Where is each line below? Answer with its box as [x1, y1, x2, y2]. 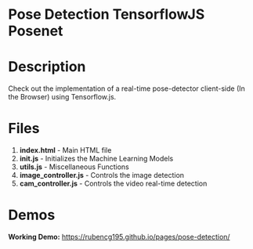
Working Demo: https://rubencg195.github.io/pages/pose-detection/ [8, 233, 230, 241]
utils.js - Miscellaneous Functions [19, 162, 129, 171]
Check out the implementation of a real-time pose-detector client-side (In [8, 84, 245, 93]
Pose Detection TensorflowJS [8, 5, 205, 23]
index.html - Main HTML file [19, 146, 112, 155]
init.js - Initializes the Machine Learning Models [19, 154, 174, 164]
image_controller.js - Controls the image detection [19, 171, 185, 180]
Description [8, 58, 86, 76]
